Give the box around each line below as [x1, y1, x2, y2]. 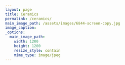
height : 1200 [14, 43, 41, 48]
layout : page [5, 7, 32, 12]
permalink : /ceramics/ [5, 16, 52, 21]
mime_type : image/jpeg [14, 52, 61, 58]
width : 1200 [14, 39, 39, 44]
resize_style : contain [14, 48, 61, 53]
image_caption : [5, 25, 37, 30]
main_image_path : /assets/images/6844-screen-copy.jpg [5, 21, 121, 26]
